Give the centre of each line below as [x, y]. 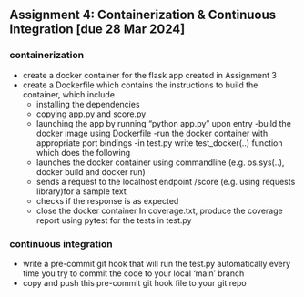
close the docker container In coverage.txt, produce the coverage [160, 210]
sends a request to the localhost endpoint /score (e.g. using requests [166, 181]
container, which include [69, 94]
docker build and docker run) [91, 171]
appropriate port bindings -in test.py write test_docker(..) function [160, 143]
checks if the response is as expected [107, 200]
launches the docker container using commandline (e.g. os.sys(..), [160, 162]
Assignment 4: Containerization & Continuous [143, 15]
